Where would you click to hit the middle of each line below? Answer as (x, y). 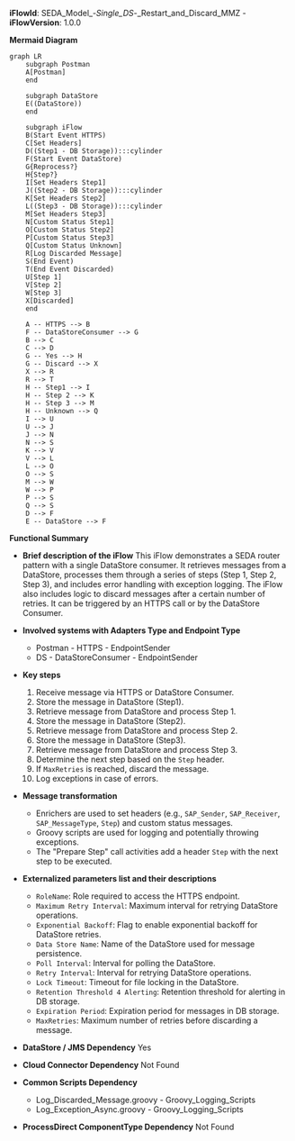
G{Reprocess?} (52, 167)
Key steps (41, 675)
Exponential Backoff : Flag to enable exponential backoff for (147, 925)
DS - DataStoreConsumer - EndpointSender (116, 657)
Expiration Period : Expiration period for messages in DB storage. (157, 1011)
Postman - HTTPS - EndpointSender (103, 648)
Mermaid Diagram (44, 40)
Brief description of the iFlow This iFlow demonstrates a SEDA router (151, 556)
